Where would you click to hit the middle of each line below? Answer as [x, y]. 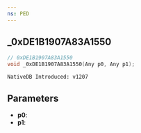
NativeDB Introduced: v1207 [48, 77]
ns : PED [18, 14]
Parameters [33, 98]
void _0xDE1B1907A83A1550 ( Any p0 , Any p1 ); [71, 64]
